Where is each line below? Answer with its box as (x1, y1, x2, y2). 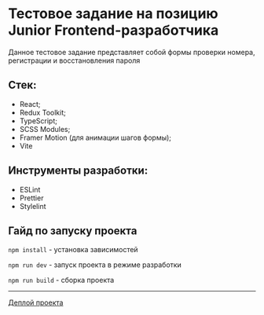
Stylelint (19, 201, 46, 211)
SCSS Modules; (19, 124, 71, 134)
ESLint (19, 185, 41, 194)
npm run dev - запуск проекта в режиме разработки (8, 260, 182, 269)
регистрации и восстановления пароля (8, 56, 141, 65)
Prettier (19, 193, 44, 203)
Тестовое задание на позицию (8, 5, 218, 23)
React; (19, 99, 41, 108)
